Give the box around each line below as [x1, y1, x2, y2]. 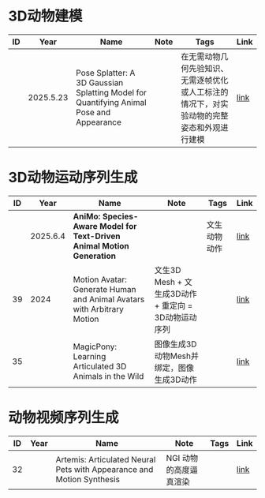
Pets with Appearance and [55, 463, 154, 474]
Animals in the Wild [73, 370, 144, 381]
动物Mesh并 [154, 350, 200, 361]
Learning [73, 350, 106, 361]
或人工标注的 [181, 86, 229, 97]
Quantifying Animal [76, 96, 147, 107]
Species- [102, 211, 139, 222]
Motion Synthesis [55, 474, 121, 485]
